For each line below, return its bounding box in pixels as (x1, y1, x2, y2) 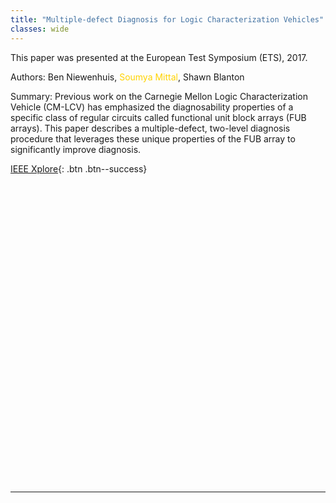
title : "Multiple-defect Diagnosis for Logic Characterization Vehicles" (10, 14, 325, 25)
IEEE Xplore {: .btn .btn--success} (10, 162, 148, 175)
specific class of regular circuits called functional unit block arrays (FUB (10, 111, 307, 123)
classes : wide (10, 24, 70, 34)
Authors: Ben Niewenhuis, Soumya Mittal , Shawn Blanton (10, 71, 245, 83)
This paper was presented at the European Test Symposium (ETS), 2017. (10, 51, 308, 63)
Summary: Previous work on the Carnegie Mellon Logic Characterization (10, 90, 309, 102)
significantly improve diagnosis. (10, 143, 142, 155)
